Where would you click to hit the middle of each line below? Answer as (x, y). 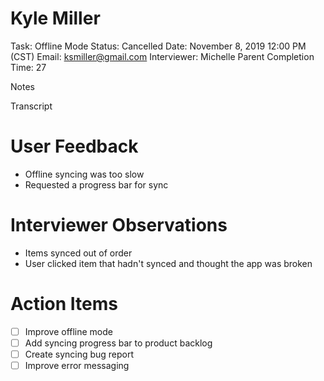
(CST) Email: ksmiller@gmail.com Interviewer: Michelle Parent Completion (162, 56)
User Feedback (74, 146)
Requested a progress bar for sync (96, 184)
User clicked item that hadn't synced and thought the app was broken (168, 263)
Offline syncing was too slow (84, 174)
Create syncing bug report (79, 354)
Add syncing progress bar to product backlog (118, 343)
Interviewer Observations (119, 225)
